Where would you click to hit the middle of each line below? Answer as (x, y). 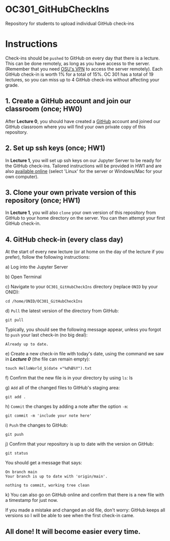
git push (14, 435)
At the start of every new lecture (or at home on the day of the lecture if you (84, 252)
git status (17, 454)
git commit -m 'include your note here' (49, 416)
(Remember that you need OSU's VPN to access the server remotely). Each (84, 69)
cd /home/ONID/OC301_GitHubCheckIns (44, 302)
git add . (16, 397)
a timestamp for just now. (32, 500)
